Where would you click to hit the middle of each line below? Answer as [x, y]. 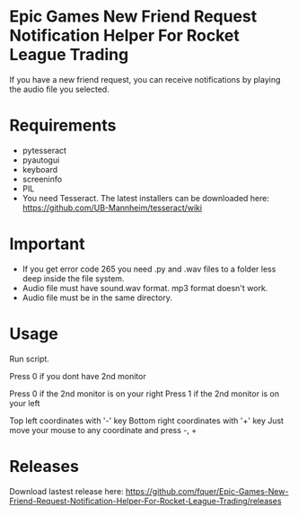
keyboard [40, 169]
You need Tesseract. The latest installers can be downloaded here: [145, 198]
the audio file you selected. [59, 89]
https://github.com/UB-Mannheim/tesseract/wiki [112, 208]
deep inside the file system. [73, 278]
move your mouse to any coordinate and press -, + [103, 430]
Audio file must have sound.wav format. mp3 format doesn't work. [145, 288]
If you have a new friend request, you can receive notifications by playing [145, 79]
